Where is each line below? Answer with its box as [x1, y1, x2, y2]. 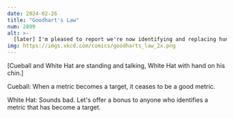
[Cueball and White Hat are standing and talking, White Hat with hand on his [7, 62, 225, 69]
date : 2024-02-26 [7, 10, 58, 17]
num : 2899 [7, 23, 36, 30]
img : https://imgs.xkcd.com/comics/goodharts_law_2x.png [7, 42, 176, 49]
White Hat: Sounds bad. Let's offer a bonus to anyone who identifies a [7, 96, 209, 104]
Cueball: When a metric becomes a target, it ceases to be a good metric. [7, 83, 216, 90]
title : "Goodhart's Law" [7, 17, 79, 24]
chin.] [7, 69, 24, 77]
